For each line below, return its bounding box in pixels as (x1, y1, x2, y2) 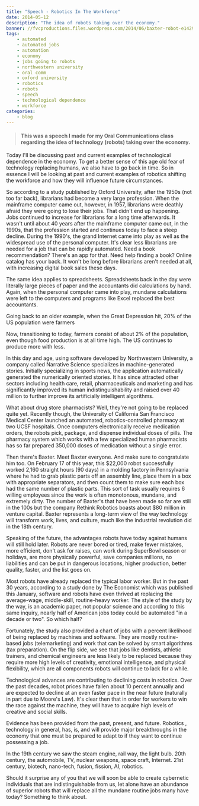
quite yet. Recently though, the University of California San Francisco (6, 410, 175, 418)
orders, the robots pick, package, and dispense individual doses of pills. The (6, 429, 192, 437)
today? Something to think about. (6, 794, 87, 801)
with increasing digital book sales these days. (6, 264, 117, 271)
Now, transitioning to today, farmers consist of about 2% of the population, (6, 331, 188, 338)
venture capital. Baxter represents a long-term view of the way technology (6, 510, 188, 518)
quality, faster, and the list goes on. (6, 566, 92, 573)
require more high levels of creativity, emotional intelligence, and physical (6, 658, 186, 666)
